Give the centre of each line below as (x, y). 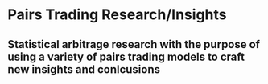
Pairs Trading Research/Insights (117, 15)
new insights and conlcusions (84, 69)
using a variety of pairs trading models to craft (126, 56)
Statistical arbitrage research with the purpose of (134, 44)
